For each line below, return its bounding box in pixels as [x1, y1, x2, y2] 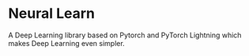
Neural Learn [8, 5, 96, 23]
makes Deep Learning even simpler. [8, 38, 125, 47]
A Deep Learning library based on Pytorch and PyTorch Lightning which [8, 30, 242, 40]
